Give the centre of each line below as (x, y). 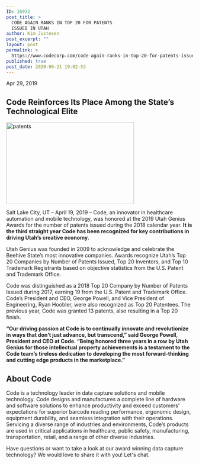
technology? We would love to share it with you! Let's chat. (78, 455)
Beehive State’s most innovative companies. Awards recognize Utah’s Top (96, 256)
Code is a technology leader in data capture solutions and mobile (86, 393)
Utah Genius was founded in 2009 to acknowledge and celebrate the (90, 249)
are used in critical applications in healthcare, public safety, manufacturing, (98, 431)
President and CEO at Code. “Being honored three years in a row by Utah (97, 341)
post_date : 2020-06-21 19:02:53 (46, 67)
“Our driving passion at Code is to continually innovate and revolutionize (97, 328)
